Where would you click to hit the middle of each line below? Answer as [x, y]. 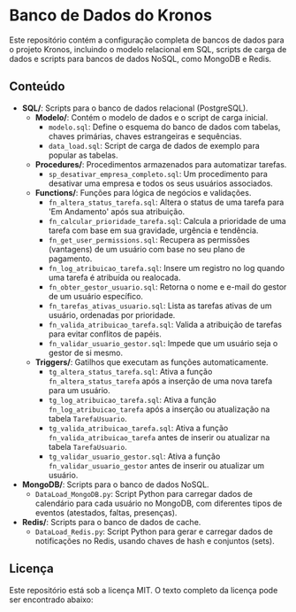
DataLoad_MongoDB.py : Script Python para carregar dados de [144, 493]
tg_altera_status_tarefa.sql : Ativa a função [130, 371]
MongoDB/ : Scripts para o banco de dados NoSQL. [115, 484]
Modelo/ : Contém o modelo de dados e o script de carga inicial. [152, 117]
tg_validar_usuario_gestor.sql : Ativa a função [134, 456]
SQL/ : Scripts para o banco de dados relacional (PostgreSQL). [135, 108]
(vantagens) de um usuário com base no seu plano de [147, 249]
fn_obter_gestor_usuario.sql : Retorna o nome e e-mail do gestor [167, 287]
